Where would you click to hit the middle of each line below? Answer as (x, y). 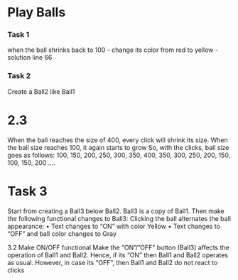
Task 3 (27, 191)
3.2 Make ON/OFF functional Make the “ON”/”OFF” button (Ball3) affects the (118, 247)
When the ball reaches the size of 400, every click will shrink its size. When (118, 140)
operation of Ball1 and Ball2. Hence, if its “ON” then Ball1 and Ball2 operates (118, 255)
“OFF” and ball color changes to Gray (62, 233)
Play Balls (37, 12)
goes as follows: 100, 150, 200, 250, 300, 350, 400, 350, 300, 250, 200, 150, (119, 155)
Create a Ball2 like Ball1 (41, 91)
